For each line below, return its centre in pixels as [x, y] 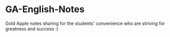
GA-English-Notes [45, 9]
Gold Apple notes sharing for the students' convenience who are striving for [85, 23]
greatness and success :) [32, 28]
